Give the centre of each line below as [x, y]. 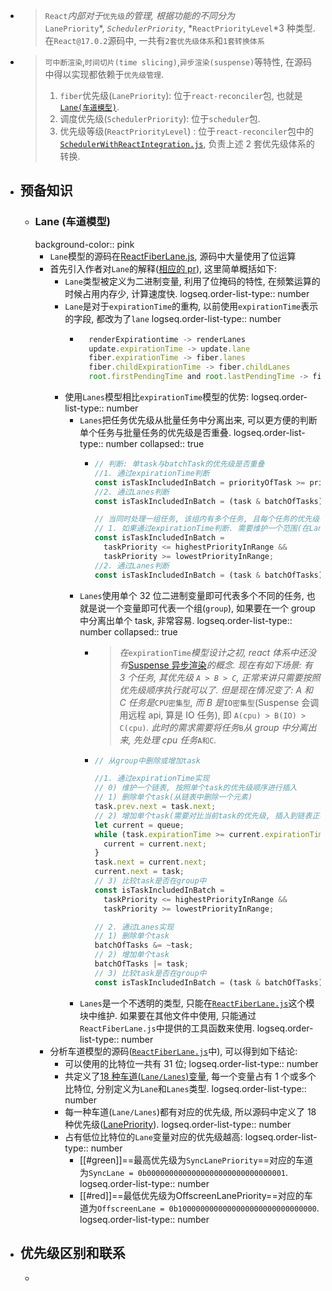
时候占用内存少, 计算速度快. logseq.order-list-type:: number [187, 293]
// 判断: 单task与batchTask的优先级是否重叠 [179, 464]
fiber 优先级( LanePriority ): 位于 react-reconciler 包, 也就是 [181, 95]
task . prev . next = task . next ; [155, 807]
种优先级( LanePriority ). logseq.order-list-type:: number [178, 1124]
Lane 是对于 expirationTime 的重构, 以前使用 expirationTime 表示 [191, 306]
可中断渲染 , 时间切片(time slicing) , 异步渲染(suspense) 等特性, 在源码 [178, 62]
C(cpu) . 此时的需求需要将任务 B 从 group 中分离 [213, 727]
